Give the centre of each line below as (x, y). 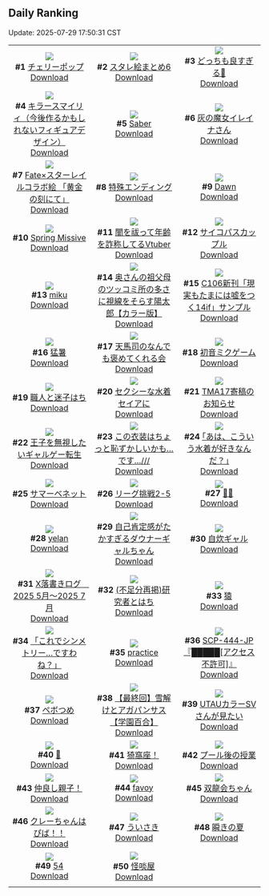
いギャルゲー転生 (49, 454)
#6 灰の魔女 (207, 118)
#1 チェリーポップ (49, 67)
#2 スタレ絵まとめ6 (134, 67)
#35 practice (134, 652)
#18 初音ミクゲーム (219, 352)
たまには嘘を (223, 295)
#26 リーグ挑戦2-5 (134, 494)
